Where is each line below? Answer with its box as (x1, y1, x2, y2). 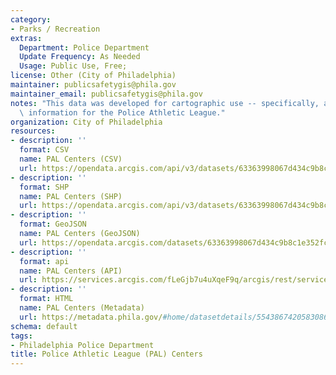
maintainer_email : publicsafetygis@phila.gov (10, 89, 203, 99)
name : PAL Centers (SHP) (19, 191, 123, 201)
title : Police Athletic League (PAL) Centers (10, 349, 203, 360)
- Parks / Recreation (10, 24, 101, 34)
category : (10, 14, 52, 25)
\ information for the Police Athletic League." (19, 107, 226, 118)
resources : (10, 126, 56, 136)
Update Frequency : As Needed (19, 52, 141, 62)
